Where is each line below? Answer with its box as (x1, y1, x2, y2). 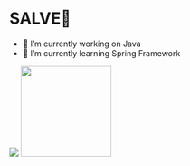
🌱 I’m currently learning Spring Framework (22, 47, 181, 58)
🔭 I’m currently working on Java (22, 38, 142, 49)
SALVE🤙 (9, 8, 71, 29)
